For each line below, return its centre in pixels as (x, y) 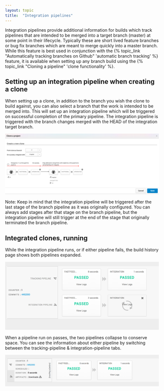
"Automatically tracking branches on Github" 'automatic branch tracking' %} (82, 56)
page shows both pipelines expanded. (43, 255)
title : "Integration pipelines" (39, 15)
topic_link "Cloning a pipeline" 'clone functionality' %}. (60, 66)
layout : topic (20, 10)
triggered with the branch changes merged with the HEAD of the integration (81, 122)
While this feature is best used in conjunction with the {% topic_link (73, 51)
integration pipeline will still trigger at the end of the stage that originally (77, 218)
